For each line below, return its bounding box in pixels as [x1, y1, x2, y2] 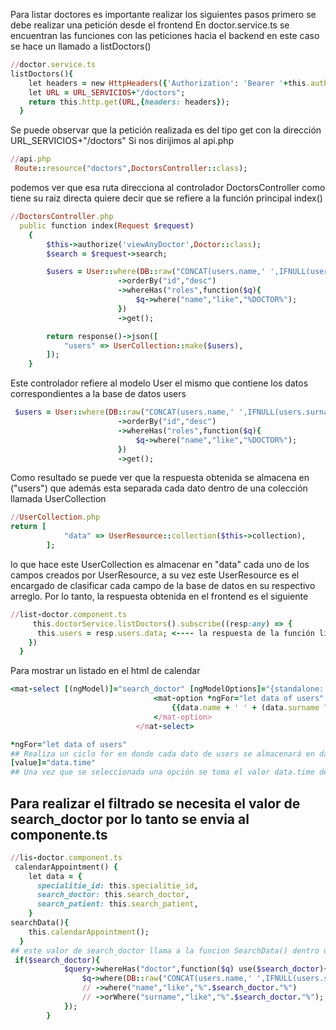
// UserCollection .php [10, 512, 101, 523]
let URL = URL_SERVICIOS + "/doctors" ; [28, 87, 186, 98]
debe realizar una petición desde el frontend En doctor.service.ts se [10, 19, 290, 31]
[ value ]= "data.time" [10, 758, 97, 768]
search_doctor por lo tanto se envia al [10, 810, 250, 828]
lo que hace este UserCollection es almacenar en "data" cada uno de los [10, 558, 310, 570]
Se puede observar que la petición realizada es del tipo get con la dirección [10, 124, 322, 136]
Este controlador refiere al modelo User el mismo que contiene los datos [10, 377, 309, 389]
